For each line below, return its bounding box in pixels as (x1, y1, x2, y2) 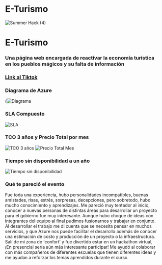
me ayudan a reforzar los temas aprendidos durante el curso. (5, 255, 129, 261)
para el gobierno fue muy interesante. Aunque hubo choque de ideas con (5, 213, 154, 219)
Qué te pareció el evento (5, 181, 65, 188)
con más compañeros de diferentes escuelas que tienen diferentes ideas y (5, 249, 156, 255)
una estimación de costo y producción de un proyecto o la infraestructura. (5, 234, 156, 239)
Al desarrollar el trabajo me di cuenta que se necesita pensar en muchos (5, 223, 152, 229)
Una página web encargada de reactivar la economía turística (5, 55, 155, 61)
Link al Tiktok (5, 74, 38, 81)
